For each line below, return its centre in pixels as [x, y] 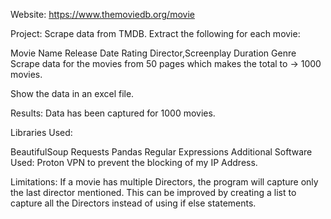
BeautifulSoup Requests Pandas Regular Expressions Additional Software [161, 152]
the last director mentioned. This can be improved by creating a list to [153, 192]
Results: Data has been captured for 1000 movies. [113, 113]
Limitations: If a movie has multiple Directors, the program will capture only [164, 182]
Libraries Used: [41, 132]
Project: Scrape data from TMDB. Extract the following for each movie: [155, 33]
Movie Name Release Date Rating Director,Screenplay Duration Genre [153, 53]
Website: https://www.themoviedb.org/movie [102, 14]
